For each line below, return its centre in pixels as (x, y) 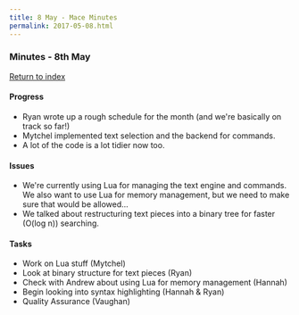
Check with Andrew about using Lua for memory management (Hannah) (155, 283)
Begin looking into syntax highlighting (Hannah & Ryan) (123, 292)
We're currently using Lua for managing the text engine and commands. (154, 186)
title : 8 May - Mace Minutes (63, 17)
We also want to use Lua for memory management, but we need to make (156, 195)
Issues (22, 165)
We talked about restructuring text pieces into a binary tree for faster (149, 214)
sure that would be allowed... (75, 204)
